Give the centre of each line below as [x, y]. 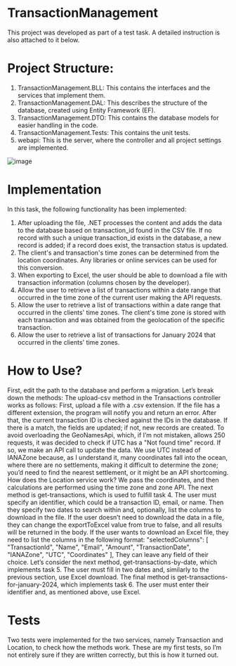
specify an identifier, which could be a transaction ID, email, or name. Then [116, 502]
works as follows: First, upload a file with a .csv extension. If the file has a [114, 405]
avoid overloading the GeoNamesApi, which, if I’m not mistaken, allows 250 [117, 435]
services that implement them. [61, 95]
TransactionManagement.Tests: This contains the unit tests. [104, 132]
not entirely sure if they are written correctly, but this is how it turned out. [113, 655]
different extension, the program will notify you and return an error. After [112, 412]
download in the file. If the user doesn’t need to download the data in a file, [116, 517]
